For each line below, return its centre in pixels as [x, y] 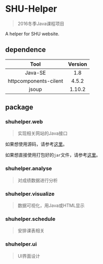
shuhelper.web [24, 122]
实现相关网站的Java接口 [43, 133]
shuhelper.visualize [30, 194]
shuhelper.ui [21, 244]
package [19, 107]
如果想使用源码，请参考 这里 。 [36, 144]
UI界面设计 [29, 256]
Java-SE [36, 73]
